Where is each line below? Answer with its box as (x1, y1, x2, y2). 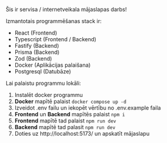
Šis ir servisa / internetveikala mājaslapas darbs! (5, 6, 127, 13)
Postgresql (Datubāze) (14, 68, 71, 75)
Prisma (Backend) (14, 48, 60, 56)
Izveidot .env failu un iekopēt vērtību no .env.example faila (14, 104, 161, 111)
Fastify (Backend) (14, 42, 59, 49)
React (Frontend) (14, 29, 57, 36)
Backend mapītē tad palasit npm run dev (14, 124, 116, 130)
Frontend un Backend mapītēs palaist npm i (14, 111, 126, 118)
